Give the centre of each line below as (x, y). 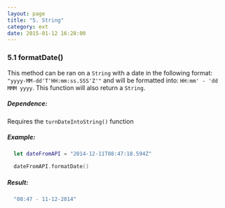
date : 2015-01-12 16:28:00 (47, 33)
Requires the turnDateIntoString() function (71, 121)
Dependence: (27, 104)
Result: (18, 182)
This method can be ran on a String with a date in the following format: (110, 73)
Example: (21, 138)
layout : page (26, 14)
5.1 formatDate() (35, 58)
